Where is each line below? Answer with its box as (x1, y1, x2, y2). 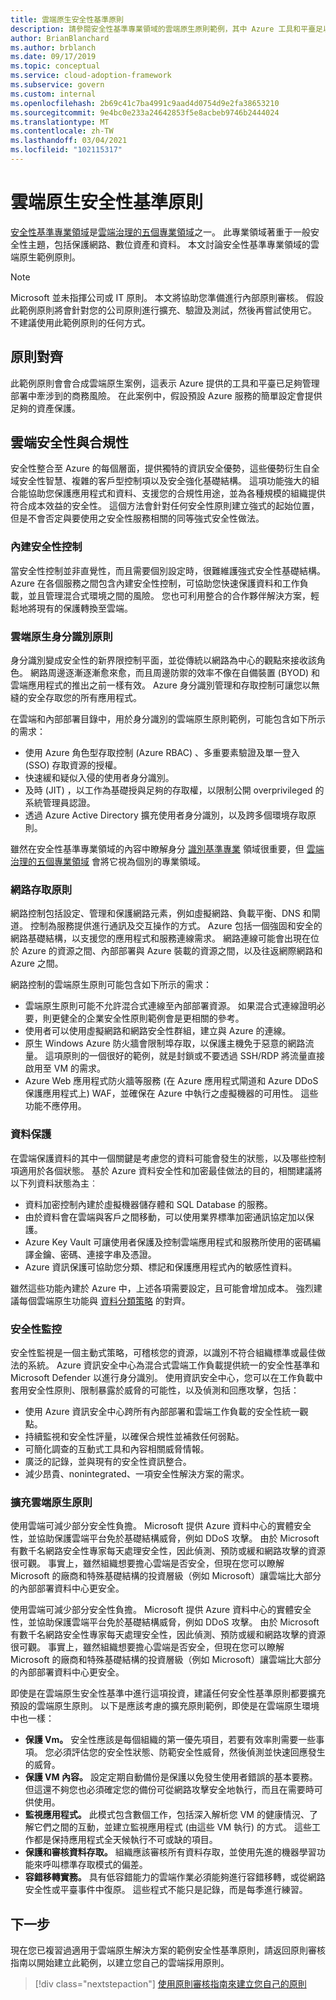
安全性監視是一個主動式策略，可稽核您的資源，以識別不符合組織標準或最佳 (10, 1346, 317, 1358)
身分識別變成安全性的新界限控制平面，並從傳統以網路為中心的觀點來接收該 (10, 654, 317, 666)
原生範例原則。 (18, 251, 81, 263)
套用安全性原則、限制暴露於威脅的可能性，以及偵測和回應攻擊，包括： (10, 1384, 300, 1396)
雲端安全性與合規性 (10, 434, 129, 451)
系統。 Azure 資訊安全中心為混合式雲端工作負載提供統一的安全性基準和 (27, 1359, 320, 1371)
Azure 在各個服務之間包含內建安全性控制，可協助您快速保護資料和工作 (10, 577, 300, 589)
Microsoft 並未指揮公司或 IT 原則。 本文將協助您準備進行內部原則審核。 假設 (10, 291, 325, 303)
